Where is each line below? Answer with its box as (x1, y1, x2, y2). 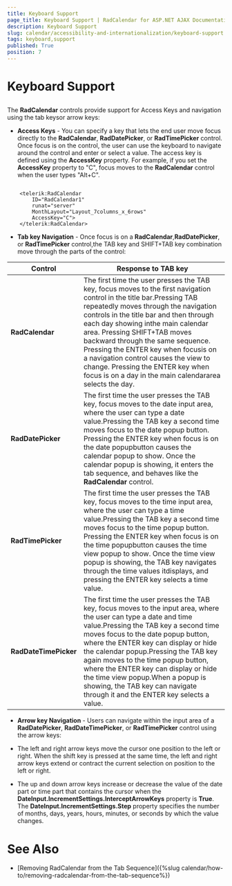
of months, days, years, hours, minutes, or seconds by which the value (17, 809, 219, 817)
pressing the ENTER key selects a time (83, 575, 209, 585)
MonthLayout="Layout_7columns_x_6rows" (32, 208, 147, 215)
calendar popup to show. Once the (83, 451, 195, 461)
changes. (17, 817, 44, 825)
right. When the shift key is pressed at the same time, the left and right (17, 752, 217, 760)
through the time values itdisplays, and (83, 566, 209, 576)
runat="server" (32, 202, 76, 210)
